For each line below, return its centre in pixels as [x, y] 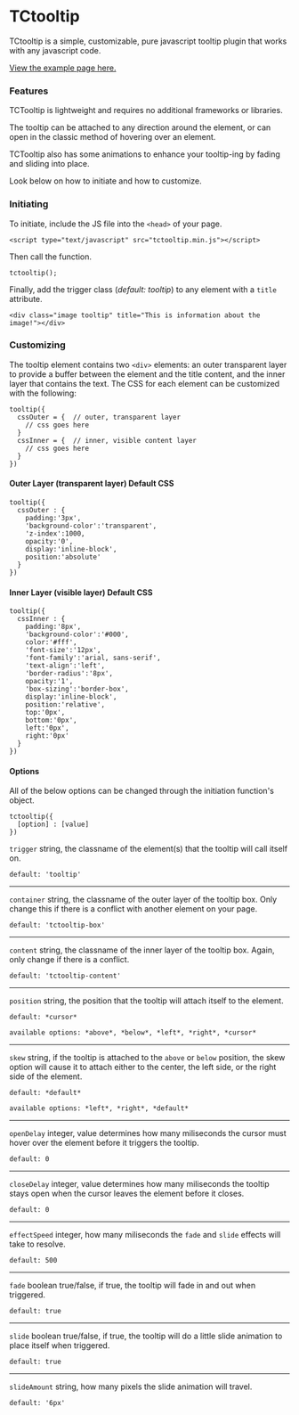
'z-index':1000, [56, 534]
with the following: [43, 393]
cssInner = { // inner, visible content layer [107, 440]
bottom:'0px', [51, 720]
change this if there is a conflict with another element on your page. [133, 909]
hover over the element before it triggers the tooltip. [104, 1143]
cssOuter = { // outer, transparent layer [99, 417]
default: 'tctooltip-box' [57, 925]
